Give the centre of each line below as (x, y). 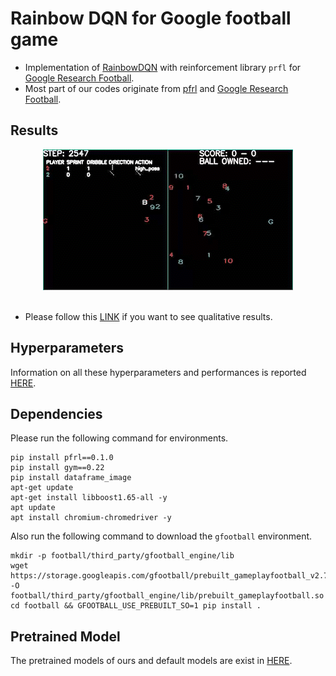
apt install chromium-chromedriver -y (91, 518)
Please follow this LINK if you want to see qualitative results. (148, 316)
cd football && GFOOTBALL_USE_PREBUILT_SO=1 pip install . (136, 606)
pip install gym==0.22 (57, 468)
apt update (33, 508)
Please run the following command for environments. (119, 438)
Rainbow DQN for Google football (151, 18)
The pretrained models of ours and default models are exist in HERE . (151, 661)
